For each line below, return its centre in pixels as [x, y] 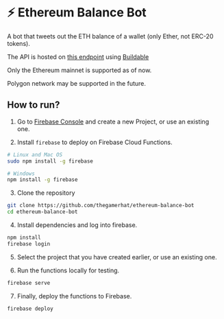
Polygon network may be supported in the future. [76, 83]
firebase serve [29, 283]
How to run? [34, 105]
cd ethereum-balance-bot [42, 212]
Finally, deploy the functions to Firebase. [74, 296]
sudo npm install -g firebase [50, 161]
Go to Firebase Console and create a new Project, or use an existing [113, 121]
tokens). [19, 43]
